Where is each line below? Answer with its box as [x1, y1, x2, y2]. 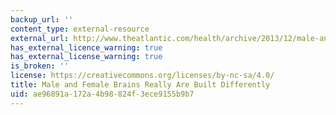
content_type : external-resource [10, 24, 150, 34]
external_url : [10, 33, 70, 43]
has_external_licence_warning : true [10, 42, 163, 53]
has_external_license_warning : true [10, 52, 163, 62]
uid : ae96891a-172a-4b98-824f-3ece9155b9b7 [10, 89, 195, 99]
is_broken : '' [10, 61, 70, 71]
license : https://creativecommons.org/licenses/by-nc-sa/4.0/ [10, 71, 275, 81]
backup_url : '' [10, 14, 74, 25]
